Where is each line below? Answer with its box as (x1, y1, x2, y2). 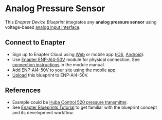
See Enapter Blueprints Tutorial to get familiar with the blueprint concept (12, 104, 157, 110)
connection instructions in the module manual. (12, 61, 106, 67)
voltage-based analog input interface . (5, 24, 81, 30)
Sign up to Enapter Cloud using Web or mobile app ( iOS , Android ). (12, 51, 144, 57)
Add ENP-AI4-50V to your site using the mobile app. (12, 67, 117, 73)
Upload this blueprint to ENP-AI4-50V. (12, 72, 89, 78)
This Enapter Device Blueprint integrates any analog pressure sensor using (5, 19, 157, 25)
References (5, 86, 41, 95)
